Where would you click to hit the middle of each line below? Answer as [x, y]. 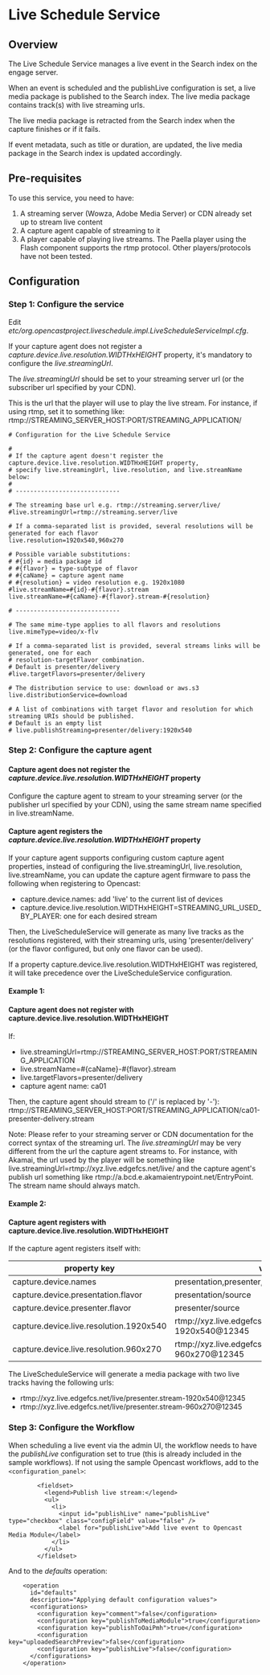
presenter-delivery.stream [51, 1119]
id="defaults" [53, 1593]
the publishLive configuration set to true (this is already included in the [125, 1454]
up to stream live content [61, 222]
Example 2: [27, 1204]
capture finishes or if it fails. [55, 129]
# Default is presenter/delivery [64, 667]
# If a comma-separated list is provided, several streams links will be [135, 646]
